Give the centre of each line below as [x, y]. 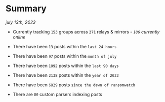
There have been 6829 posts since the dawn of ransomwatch [74, 85]
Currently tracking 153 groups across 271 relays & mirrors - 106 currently [86, 32]
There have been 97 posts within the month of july [64, 56]
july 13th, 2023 [21, 22]
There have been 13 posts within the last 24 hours [64, 46]
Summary [26, 9]
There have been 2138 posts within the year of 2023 [66, 75]
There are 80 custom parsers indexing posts [58, 94]
